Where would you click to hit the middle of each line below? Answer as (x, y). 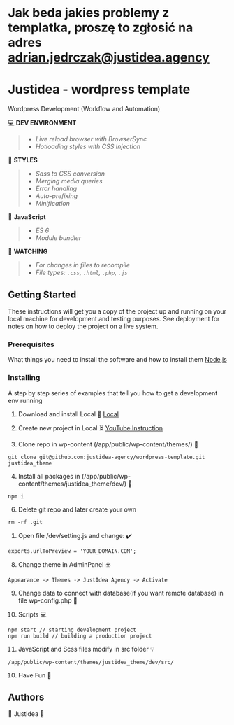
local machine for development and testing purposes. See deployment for (114, 318)
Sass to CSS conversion (70, 174)
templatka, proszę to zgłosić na (101, 28)
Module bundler (58, 238)
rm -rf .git (25, 522)
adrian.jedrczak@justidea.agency (109, 58)
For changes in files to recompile (83, 265)
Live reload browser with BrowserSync (91, 139)
